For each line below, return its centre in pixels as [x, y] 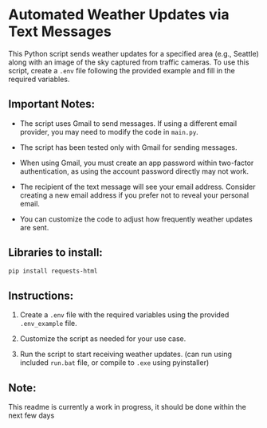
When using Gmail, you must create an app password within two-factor [137, 163]
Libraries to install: [56, 253]
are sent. [34, 227]
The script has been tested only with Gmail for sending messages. [128, 147]
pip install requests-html [53, 271]
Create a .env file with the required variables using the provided [124, 315]
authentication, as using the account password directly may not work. [134, 171]
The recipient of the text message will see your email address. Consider [137, 187]
